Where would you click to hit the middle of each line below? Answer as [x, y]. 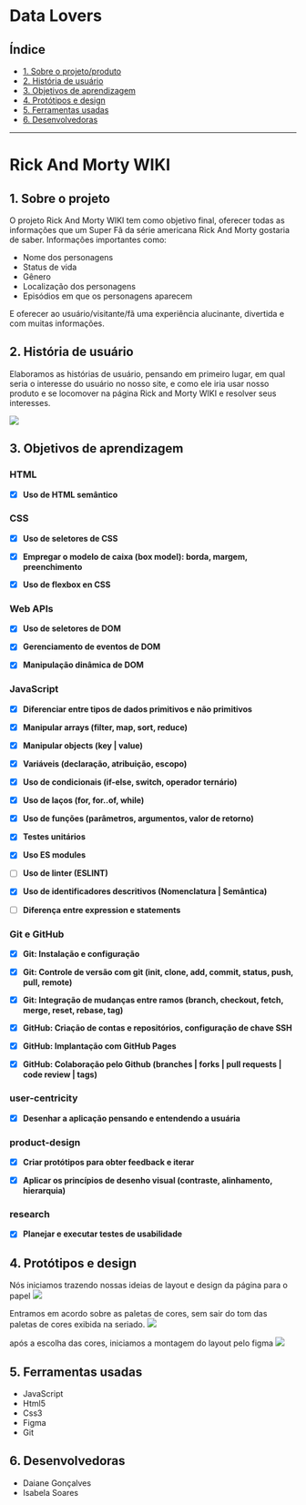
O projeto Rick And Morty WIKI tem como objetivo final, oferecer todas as [147, 220]
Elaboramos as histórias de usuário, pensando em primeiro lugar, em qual [147, 373]
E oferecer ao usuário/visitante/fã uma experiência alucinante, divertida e [147, 314]
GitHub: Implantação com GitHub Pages [99, 1046]
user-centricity [44, 1098]
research [30, 1214]
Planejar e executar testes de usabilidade [102, 1234]
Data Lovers [56, 16]
